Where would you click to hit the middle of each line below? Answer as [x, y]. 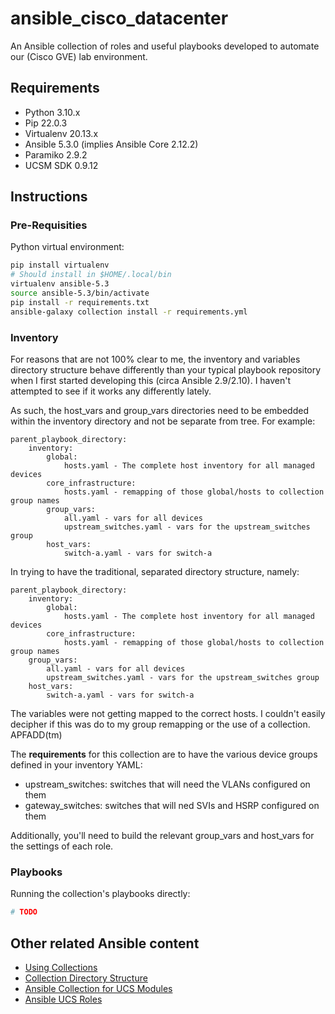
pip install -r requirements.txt [80, 302]
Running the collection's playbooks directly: [100, 894]
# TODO [24, 912]
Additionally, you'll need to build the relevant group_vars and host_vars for [162, 835]
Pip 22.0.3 [46, 123]
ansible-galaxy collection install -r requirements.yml [129, 312]
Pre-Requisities [49, 225]
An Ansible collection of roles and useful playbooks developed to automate [165, 46]
